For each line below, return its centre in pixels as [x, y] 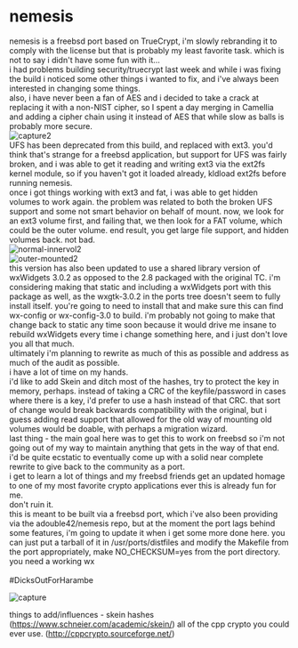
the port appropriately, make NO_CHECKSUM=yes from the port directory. [145, 551]
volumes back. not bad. [52, 239]
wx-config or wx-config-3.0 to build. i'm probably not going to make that [142, 315]
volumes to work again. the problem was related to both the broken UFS [141, 201]
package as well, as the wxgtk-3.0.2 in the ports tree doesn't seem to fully [145, 296]
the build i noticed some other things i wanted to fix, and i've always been [144, 78]
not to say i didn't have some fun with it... [85, 60]
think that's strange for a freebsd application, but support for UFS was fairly [148, 154]
